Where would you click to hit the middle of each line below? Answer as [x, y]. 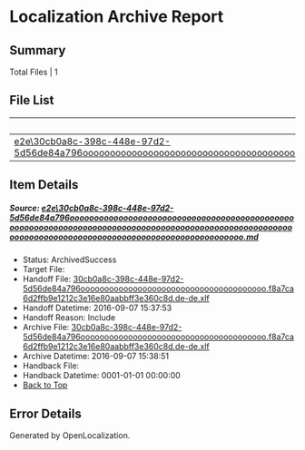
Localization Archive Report [117, 17]
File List [32, 100]
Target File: [44, 269]
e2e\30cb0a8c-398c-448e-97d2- [108, 208]
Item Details [44, 185]
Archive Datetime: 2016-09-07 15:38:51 [96, 357]
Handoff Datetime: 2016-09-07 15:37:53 [97, 308]
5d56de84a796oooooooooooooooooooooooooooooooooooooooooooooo [152, 217]
